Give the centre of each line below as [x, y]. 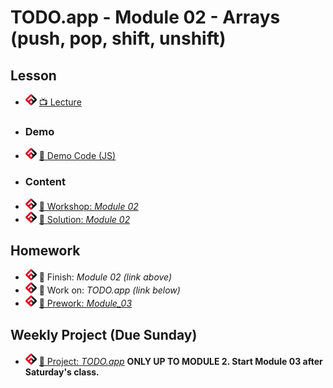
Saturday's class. [62, 372]
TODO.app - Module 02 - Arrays [145, 17]
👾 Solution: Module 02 [84, 219]
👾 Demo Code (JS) [77, 156]
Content [45, 182]
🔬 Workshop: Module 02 [88, 206]
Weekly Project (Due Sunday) [104, 334]
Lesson [33, 75]
